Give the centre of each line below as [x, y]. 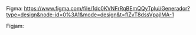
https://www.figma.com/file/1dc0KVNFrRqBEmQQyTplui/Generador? [107, 8]
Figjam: [15, 26]
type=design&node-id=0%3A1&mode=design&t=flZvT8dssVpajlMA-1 [90, 15]
